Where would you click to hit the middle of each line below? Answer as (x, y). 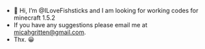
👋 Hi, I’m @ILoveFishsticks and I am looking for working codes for (106, 11)
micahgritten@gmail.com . (50, 32)
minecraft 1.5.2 (35, 18)
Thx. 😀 (24, 39)
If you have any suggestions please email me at (81, 25)
